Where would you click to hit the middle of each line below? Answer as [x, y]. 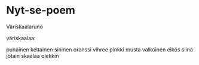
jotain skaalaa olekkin [33, 56]
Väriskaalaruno [25, 27]
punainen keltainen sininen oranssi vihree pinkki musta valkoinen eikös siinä [99, 49]
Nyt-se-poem [41, 10]
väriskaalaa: [21, 38]
